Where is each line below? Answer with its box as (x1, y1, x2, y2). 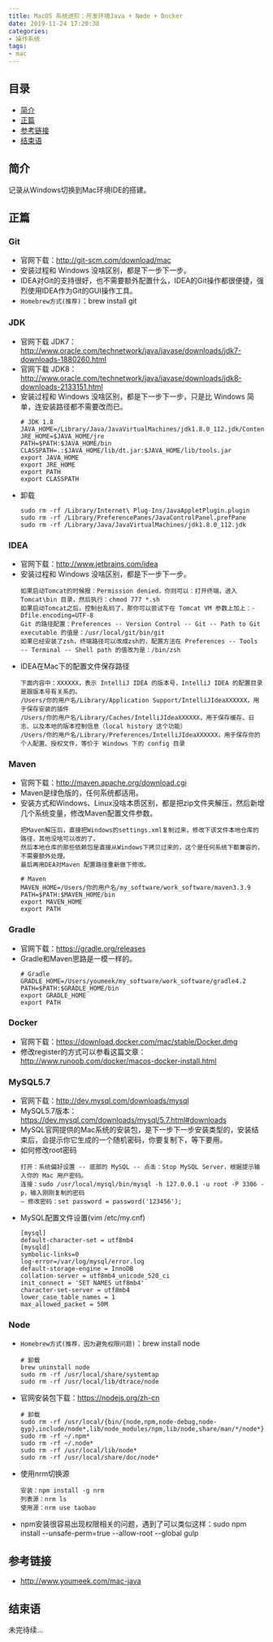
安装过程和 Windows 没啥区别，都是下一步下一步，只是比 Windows (19, 392, 245, 401)
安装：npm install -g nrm (19, 1487, 105, 1495)
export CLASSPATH (19, 475, 80, 483)
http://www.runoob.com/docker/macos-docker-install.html (19, 1056, 217, 1066)
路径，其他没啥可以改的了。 (19, 835, 100, 843)
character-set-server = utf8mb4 (19, 1286, 130, 1294)
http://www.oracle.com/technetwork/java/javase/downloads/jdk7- (19, 345, 242, 355)
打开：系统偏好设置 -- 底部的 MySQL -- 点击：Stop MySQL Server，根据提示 (19, 1163, 254, 1171)
